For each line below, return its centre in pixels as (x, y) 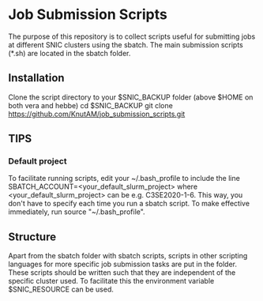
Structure (32, 237)
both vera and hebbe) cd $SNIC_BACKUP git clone (91, 105)
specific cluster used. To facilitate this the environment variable (111, 281)
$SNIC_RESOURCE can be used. (61, 289)
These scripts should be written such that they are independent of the (122, 273)
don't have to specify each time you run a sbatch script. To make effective (129, 204)
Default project (38, 161)
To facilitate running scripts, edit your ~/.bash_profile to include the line (124, 179)
